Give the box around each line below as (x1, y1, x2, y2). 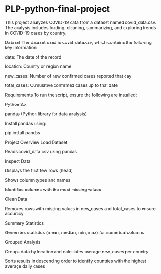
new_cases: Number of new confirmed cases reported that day (5, 73, 132, 79)
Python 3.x (5, 101, 27, 107)
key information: (5, 44, 38, 50)
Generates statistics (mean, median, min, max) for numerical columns (5, 230, 144, 235)
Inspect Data (5, 158, 31, 164)
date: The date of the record (5, 54, 62, 60)
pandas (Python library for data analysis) (5, 111, 87, 117)
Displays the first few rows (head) (5, 168, 73, 173)
